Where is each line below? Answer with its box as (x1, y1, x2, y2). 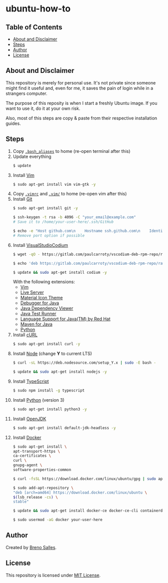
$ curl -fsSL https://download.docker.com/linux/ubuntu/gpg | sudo (12, 476, 157, 481)
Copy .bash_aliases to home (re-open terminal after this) (12, 148, 131, 154)
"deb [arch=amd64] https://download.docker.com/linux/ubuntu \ (12, 490, 148, 495)
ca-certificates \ (12, 453, 51, 459)
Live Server (20, 289, 44, 295)
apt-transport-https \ (12, 449, 60, 454)
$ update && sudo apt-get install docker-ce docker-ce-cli (12, 508, 139, 514)
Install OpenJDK (12, 416, 46, 422)
